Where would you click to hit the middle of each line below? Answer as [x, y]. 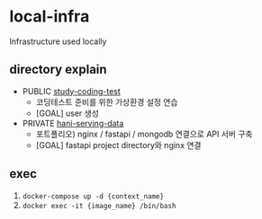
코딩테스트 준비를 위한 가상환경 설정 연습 [107, 101]
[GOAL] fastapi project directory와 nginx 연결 [118, 145]
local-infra [50, 17]
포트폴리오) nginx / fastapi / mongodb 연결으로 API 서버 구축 [144, 134]
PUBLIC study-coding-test [72, 91]
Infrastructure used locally [58, 41]
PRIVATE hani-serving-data [73, 123]
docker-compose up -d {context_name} [93, 196]
